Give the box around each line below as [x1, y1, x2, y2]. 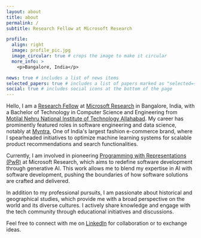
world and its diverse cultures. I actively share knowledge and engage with [6, 202, 191, 209]
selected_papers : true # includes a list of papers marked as [6, 80, 165, 87]
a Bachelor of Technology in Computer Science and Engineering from [6, 109, 178, 116]
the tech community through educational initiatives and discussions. [6, 208, 174, 215]
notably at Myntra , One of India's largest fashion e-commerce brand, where [6, 128, 193, 135]
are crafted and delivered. [6, 178, 70, 185]
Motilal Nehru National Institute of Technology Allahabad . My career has [6, 115, 184, 123]
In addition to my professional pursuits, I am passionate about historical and [6, 189, 193, 196]
